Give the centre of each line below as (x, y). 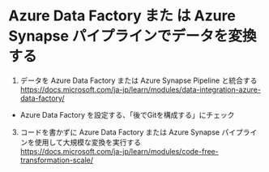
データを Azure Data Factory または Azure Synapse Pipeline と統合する (139, 80)
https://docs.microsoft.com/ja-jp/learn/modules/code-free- (119, 151)
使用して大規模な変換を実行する (88, 142)
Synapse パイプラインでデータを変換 (132, 36)
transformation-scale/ (57, 160)
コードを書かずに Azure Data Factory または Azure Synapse (120, 132)
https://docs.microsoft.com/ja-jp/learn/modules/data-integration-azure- (141, 89)
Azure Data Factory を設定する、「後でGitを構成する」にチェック (127, 114)
